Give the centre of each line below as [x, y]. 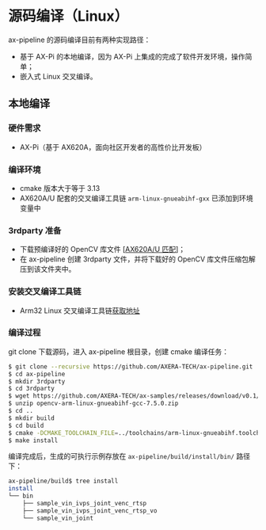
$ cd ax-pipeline [37, 374]
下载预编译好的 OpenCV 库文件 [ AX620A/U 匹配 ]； [103, 250]
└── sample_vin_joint [58, 518]
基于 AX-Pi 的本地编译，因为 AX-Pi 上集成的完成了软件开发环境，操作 [132, 56]
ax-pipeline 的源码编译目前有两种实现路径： [80, 40]
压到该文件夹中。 [47, 269]
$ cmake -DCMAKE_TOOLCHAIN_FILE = [63, 433]
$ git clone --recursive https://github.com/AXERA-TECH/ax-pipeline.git [131, 366]
